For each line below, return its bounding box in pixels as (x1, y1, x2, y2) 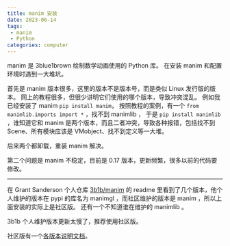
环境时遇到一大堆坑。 (7, 70, 67, 78)
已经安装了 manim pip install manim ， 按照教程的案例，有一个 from (7, 102, 200, 109)
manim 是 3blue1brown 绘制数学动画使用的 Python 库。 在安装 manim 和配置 (7, 61, 222, 69)
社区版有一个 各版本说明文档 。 (7, 232, 91, 240)
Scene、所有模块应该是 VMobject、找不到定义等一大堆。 (7, 127, 168, 135)
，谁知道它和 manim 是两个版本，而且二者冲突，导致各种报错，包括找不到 (7, 119, 216, 126)
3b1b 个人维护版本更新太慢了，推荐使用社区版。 (7, 217, 142, 225)
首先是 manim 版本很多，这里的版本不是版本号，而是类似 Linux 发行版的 (7, 85, 210, 92)
